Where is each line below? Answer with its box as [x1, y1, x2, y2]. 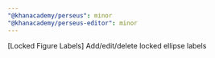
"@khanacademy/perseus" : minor [7, 11, 113, 20]
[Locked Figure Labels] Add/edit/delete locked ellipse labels [7, 41, 207, 50]
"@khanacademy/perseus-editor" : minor [7, 19, 138, 27]
